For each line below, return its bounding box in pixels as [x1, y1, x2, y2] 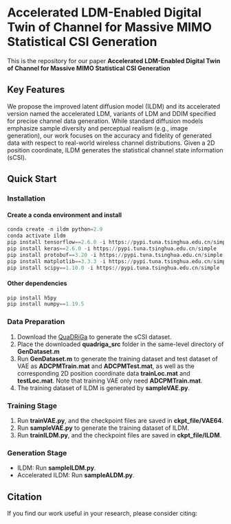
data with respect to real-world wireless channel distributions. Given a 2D [7, 139, 215, 147]
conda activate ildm [7, 232, 67, 240]
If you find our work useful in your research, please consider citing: [7, 510, 198, 518]
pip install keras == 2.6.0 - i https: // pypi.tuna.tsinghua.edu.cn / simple [7, 245, 217, 252]
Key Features [7, 84, 65, 95]
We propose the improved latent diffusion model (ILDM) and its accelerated [7, 102, 221, 111]
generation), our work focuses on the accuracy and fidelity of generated [7, 131, 212, 139]
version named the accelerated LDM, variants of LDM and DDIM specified [7, 109, 217, 117]
